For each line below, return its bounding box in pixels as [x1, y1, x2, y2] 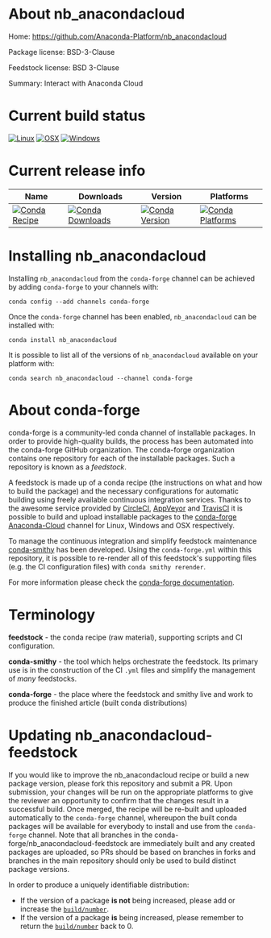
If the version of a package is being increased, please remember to [19, 912, 244, 922]
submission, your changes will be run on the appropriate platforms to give [8, 787, 254, 797]
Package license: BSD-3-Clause [8, 47, 115, 56]
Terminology [8, 606, 95, 623]
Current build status [8, 106, 146, 125]
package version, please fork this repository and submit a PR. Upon [8, 778, 233, 788]
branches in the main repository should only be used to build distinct [8, 856, 236, 865]
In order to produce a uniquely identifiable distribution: [8, 880, 190, 890]
